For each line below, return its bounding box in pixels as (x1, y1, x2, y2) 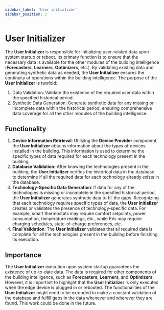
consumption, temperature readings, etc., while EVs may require (12, 216, 142, 222)
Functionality (5, 124, 47, 133)
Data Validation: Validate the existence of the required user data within (12, 90, 154, 95)
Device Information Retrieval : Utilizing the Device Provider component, (12, 138, 158, 143)
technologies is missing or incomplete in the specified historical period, (12, 190, 156, 196)
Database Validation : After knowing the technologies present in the (12, 164, 149, 169)
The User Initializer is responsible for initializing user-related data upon (5, 49, 149, 55)
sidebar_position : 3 (5, 12, 47, 17)
